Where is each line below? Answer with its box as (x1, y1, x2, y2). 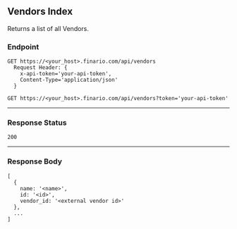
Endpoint (7, 42, 39, 51)
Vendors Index (7, 6, 73, 18)
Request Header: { (13, 64, 68, 71)
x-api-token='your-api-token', (20, 70, 112, 78)
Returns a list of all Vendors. (7, 24, 90, 32)
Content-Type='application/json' (20, 77, 119, 84)
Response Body (7, 156, 62, 166)
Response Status (7, 118, 67, 128)
